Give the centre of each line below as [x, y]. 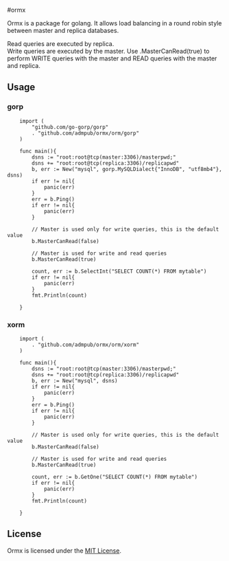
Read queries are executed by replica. [61, 44]
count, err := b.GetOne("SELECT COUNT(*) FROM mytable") [114, 477]
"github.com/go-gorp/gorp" [70, 127]
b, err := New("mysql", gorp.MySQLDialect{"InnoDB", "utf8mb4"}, [127, 169]
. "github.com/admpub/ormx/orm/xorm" [85, 345]
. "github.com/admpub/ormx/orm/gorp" [85, 133]
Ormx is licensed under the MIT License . [64, 550]
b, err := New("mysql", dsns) [75, 380]
